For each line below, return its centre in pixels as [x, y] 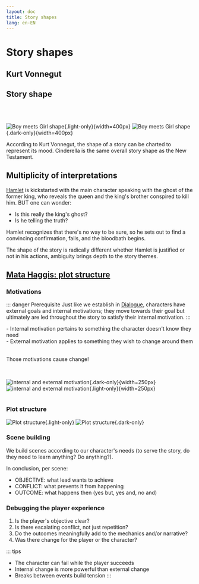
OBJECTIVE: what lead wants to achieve [64, 480]
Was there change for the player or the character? [76, 540]
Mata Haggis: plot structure [58, 274]
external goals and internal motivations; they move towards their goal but [96, 311]
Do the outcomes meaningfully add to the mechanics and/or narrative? [101, 533]
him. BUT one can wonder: [39, 202]
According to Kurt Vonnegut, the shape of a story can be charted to [89, 144]
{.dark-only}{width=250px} [123, 382]
